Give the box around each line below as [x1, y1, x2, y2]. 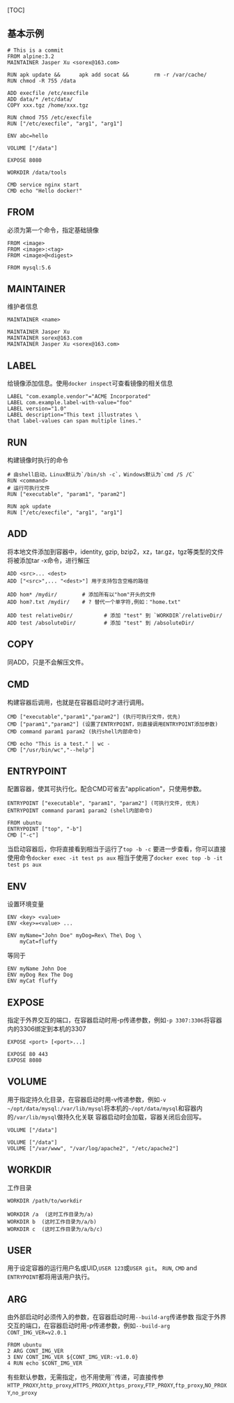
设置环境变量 [7, 900, 44, 909]
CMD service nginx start [7, 181, 79, 188]
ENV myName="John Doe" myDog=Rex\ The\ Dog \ [7, 932, 141, 939]
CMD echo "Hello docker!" [7, 187, 82, 194]
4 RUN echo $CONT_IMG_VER [7, 1360, 82, 1367]
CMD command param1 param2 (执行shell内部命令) [7, 728, 141, 735]
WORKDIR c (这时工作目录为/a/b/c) [7, 1226, 103, 1233]
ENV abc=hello [7, 132, 49, 139]
